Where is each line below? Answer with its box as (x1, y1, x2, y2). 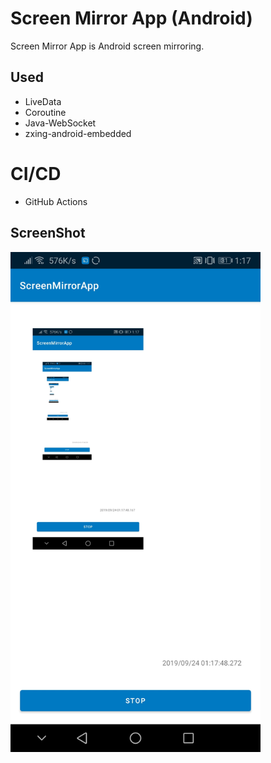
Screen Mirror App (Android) (10, 7, 253, 30)
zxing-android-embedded (24, 127, 132, 139)
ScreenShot (10, 225, 86, 242)
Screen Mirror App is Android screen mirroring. (10, 40, 205, 52)
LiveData (24, 95, 62, 107)
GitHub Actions (24, 195, 88, 207)
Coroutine (24, 106, 67, 118)
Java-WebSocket (24, 117, 97, 129)
